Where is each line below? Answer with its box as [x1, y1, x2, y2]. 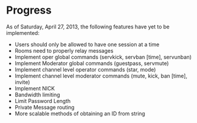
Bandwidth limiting [14, 91, 60, 98]
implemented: [6, 29, 40, 36]
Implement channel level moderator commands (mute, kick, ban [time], [14, 72, 188, 79]
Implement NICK [14, 85, 55, 92]
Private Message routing [14, 103, 75, 111]
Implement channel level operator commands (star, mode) [14, 66, 156, 73]
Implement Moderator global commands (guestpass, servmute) [14, 60, 169, 67]
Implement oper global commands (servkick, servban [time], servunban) [14, 53, 192, 60]
